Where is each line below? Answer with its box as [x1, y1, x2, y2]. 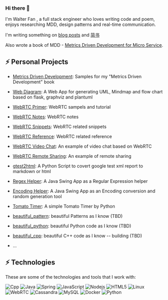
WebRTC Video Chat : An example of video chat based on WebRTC [12, 143, 152, 149]
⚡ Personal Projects [5, 57, 69, 66]
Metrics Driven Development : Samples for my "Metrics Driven [12, 74, 142, 80]
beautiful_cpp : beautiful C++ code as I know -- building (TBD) [12, 233, 142, 239]
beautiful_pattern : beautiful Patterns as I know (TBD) [12, 213, 123, 219]
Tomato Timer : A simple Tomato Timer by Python [12, 203, 115, 210]
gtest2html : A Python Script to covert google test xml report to [12, 163, 143, 169]
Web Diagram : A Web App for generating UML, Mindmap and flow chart [12, 89, 163, 95]
